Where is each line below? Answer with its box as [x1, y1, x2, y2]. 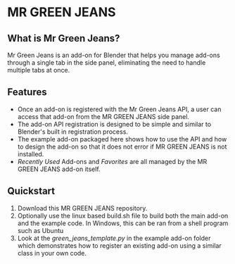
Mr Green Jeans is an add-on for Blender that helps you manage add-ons [7, 51, 220, 59]
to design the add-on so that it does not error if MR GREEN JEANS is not [17, 142, 227, 151]
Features [7, 86, 47, 99]
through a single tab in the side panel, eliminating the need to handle [7, 58, 206, 67]
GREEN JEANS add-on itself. [17, 165, 101, 173]
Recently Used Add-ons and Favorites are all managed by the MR [17, 157, 208, 165]
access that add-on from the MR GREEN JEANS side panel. [17, 112, 190, 120]
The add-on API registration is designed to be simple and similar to [17, 120, 212, 128]
